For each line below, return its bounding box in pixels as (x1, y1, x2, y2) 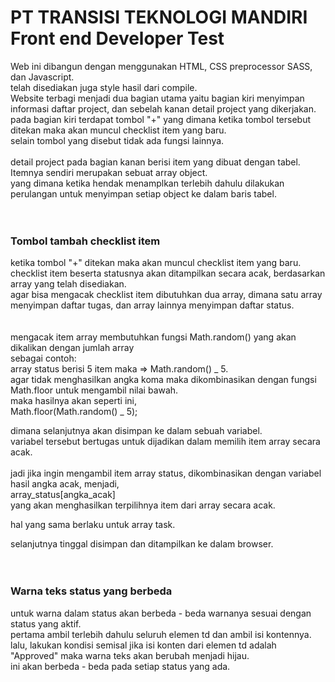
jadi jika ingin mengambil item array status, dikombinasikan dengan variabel (10, 467, 322, 480)
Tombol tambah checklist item (10, 234, 161, 248)
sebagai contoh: (10, 352, 77, 365)
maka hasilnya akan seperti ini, (10, 395, 137, 407)
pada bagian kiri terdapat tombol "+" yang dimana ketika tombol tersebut (10, 113, 312, 125)
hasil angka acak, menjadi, (10, 478, 120, 490)
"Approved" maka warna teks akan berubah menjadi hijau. (10, 649, 250, 661)
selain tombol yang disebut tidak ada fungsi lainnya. (10, 134, 225, 146)
